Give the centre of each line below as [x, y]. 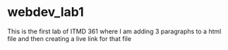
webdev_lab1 [46, 12]
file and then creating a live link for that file [70, 38]
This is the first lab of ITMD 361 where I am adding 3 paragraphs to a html [114, 31]
